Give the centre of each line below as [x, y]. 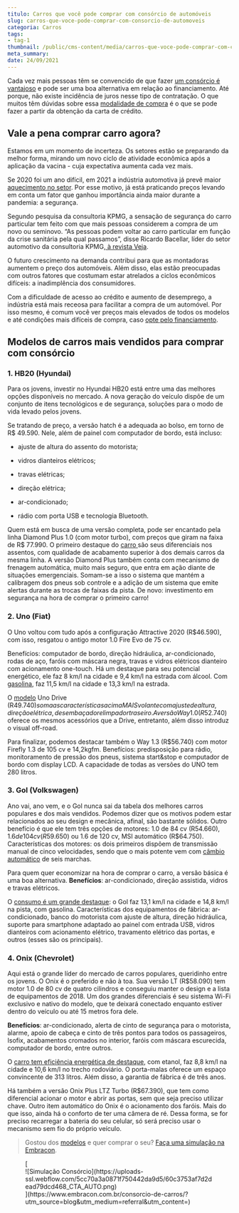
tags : [15, 34]
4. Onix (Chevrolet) [41, 958]
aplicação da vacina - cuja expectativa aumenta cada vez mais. [100, 165]
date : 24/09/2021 [33, 61]
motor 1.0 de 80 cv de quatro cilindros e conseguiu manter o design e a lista [118, 989]
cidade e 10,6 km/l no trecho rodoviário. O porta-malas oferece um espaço [117, 1070]
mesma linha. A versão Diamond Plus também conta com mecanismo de [113, 560]
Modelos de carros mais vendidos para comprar [116, 342]
